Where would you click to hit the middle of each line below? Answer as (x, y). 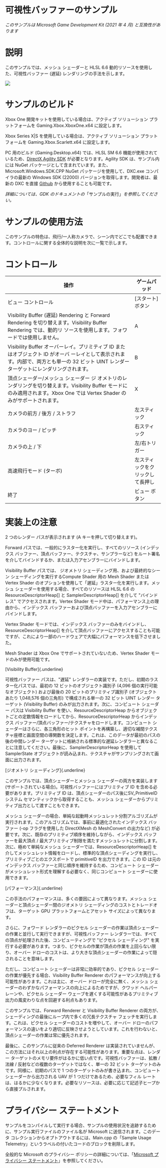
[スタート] (146, 298)
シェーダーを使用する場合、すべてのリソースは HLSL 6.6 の (75, 589)
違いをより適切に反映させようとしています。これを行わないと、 (96, 1029)
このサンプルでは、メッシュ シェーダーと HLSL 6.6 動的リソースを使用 (77, 67)
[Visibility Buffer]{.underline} (34, 669)
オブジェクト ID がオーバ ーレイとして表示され (66, 354)
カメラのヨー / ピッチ (32, 430)
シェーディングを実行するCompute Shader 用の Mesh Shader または (80, 577)
